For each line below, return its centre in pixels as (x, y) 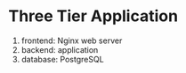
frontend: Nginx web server (72, 40)
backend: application (60, 49)
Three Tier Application (93, 16)
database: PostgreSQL (62, 59)
